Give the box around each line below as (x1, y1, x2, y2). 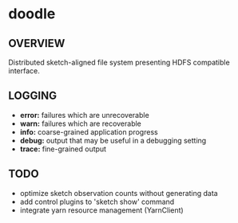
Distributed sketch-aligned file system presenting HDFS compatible (8, 57, 230, 67)
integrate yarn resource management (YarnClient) (19, 205, 184, 215)
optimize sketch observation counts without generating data (19, 188, 218, 198)
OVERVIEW (8, 37, 65, 50)
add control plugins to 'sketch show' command (19, 197, 175, 206)
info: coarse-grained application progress (19, 127, 158, 136)
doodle (8, 5, 56, 23)
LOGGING (8, 89, 58, 103)
